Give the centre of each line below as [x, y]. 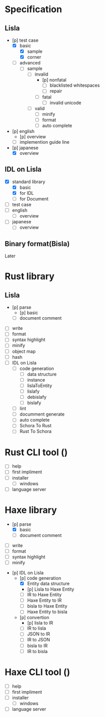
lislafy [33, 391]
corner [34, 57]
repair [56, 91]
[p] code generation [40, 578]
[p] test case [25, 40]
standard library [29, 182]
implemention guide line [44, 142]
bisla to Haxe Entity [47, 606]
